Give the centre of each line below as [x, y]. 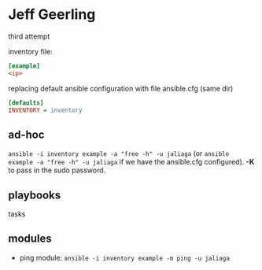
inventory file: [30, 51]
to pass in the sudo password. [57, 170]
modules [30, 239]
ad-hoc [26, 134]
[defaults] [26, 103]
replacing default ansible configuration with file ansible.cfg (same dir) [121, 88]
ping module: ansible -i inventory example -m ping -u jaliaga [125, 257]
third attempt [29, 36]
